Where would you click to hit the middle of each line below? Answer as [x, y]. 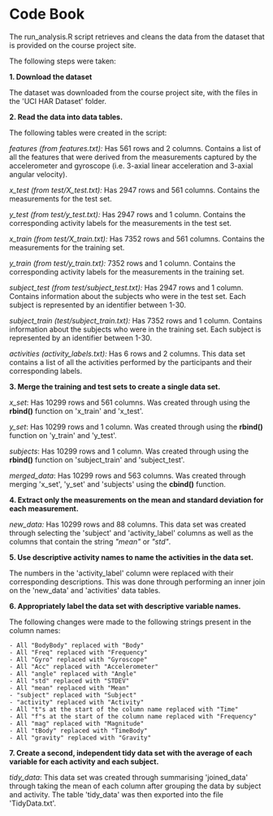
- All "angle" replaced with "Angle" [73, 674]
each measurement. [44, 508]
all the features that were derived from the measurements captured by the [133, 157]
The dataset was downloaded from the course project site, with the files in [134, 92]
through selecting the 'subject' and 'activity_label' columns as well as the [132, 532]
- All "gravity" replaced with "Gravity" [80, 738]
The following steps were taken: [63, 61]
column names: [35, 630]
